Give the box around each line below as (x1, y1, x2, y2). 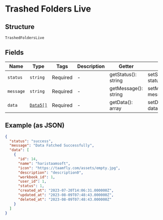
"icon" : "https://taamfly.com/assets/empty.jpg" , (17, 165, 120, 170)
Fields (5, 48, 24, 57)
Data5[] (30, 103, 48, 108)
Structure (5, 23, 35, 31)
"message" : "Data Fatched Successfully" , (9, 143, 95, 148)
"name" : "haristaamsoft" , (17, 161, 70, 166)
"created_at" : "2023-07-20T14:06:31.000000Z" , (17, 188, 114, 193)
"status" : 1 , (17, 184, 45, 189)
